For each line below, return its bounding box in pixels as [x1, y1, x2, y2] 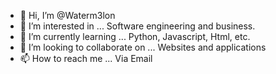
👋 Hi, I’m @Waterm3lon [19, 10, 116, 21]
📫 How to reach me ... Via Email [19, 53, 153, 64]
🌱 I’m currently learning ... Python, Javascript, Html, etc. [19, 31, 251, 42]
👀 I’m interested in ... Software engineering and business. [19, 20, 256, 32]
